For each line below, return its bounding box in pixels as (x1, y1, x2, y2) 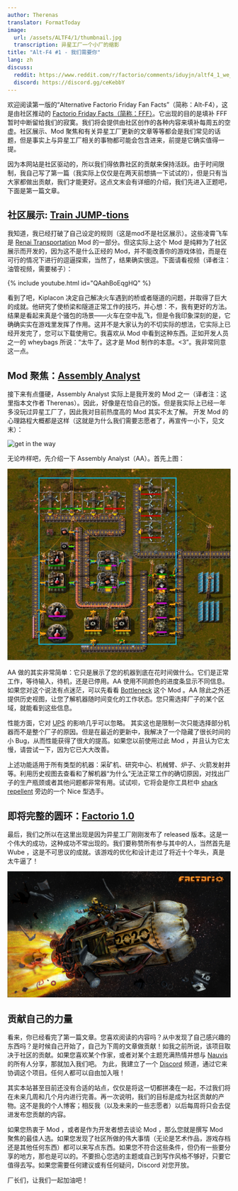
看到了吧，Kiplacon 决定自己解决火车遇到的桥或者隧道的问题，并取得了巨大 (7, 293, 227, 302)
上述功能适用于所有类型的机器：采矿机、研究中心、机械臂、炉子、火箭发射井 (7, 761, 231, 769)
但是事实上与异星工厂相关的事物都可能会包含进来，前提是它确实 (19, 136, 206, 144)
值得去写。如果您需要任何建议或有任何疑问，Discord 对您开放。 (7, 1161, 193, 1170)
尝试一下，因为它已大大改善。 (25, 746, 113, 754)
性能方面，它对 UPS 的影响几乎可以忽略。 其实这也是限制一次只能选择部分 (7, 719, 225, 727)
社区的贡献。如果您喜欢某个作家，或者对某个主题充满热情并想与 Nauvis (19, 1051, 228, 1060)
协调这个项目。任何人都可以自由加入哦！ (7, 1069, 125, 1077)
